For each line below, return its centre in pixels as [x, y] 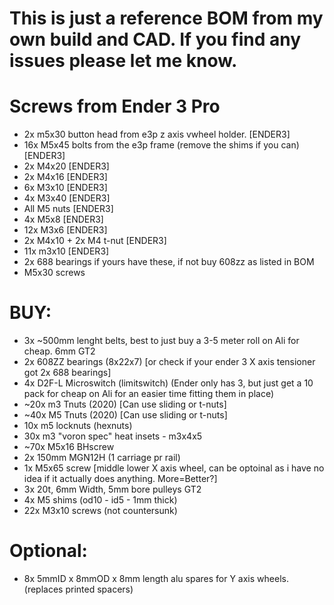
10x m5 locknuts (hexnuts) [78, 426]
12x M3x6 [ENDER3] [65, 230]
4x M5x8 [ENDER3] [63, 219]
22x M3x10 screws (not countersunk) [100, 511]
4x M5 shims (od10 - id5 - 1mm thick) [100, 500]
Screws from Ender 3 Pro [115, 106]
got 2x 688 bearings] [67, 373]
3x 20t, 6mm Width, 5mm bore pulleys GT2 [112, 489]
